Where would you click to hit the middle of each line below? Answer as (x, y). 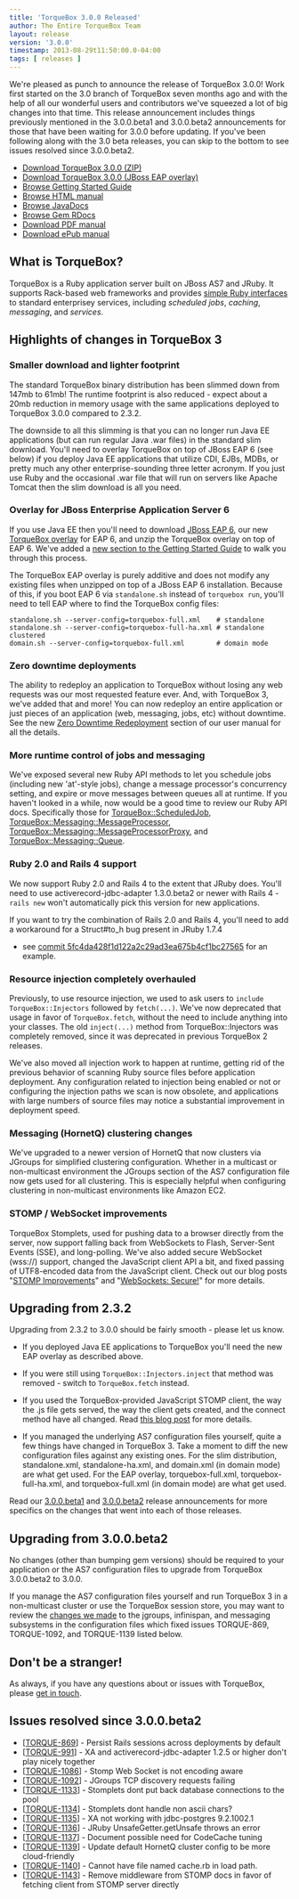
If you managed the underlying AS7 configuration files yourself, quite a (152, 1437)
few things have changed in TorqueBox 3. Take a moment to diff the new (155, 1446)
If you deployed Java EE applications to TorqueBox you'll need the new (152, 1347)
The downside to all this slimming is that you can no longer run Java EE (139, 430)
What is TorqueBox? (66, 262)
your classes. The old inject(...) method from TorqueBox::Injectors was (144, 1026)
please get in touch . (45, 1693)
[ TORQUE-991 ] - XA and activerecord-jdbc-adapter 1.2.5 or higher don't (154, 1752)
